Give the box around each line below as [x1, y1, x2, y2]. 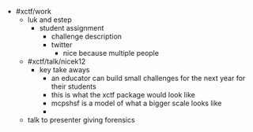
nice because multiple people [62, 49, 160, 57]
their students [51, 82, 96, 91]
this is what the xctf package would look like [51, 90, 195, 99]
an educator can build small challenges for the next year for [51, 74, 246, 82]
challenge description [51, 31, 123, 41]
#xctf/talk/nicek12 [27, 57, 86, 66]
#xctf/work [15, 7, 51, 16]
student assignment [39, 24, 104, 32]
